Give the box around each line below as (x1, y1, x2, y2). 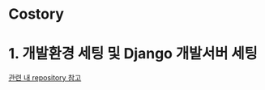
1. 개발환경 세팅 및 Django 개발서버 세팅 (8, 45, 258, 63)
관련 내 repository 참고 (8, 73, 82, 83)
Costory (8, 5, 65, 24)
